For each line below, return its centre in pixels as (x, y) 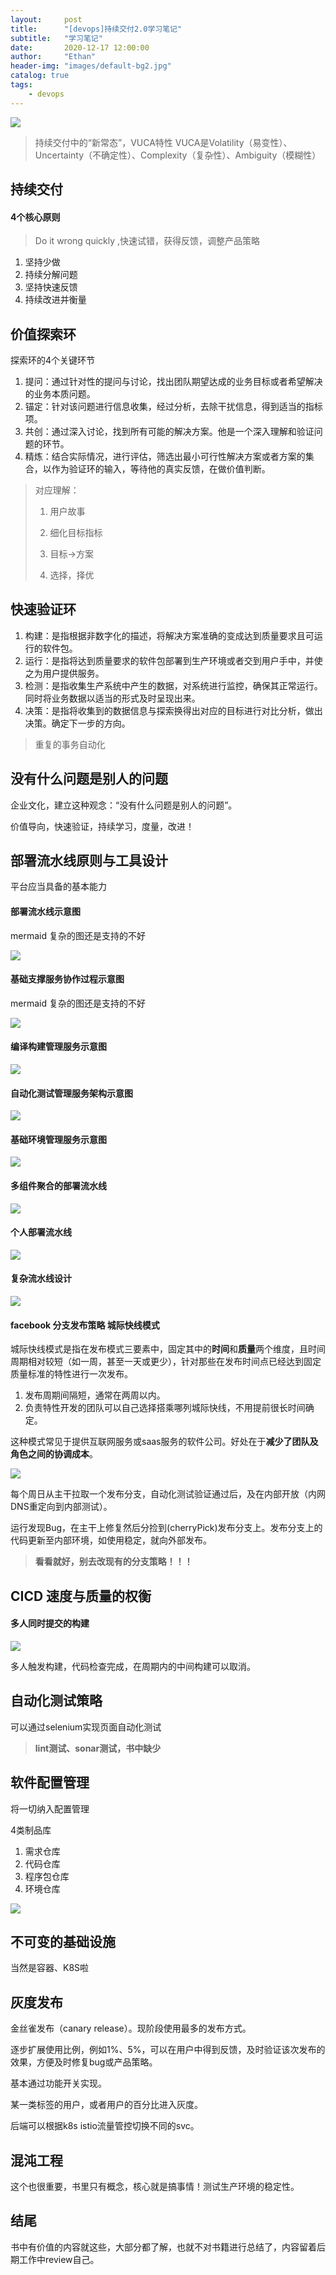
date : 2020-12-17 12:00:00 (80, 47)
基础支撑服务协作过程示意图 (67, 979)
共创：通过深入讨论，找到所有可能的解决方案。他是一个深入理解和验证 (169, 432)
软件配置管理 (50, 1782)
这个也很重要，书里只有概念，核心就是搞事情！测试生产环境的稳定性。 (155, 2186)
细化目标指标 (76, 533)
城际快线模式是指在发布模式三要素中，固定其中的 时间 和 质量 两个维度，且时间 (168, 1349)
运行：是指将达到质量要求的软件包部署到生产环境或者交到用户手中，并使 (173, 660)
